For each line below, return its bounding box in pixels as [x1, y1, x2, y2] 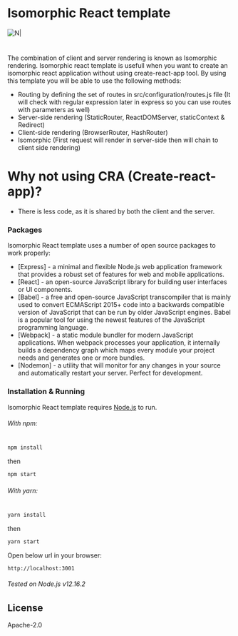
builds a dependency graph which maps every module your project [17, 346, 215, 355]
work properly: [7, 248, 51, 258]
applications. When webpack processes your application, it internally [17, 338, 220, 347]
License [7, 602, 43, 614]
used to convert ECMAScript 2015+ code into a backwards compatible [17, 301, 224, 309]
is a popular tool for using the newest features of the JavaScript [17, 316, 205, 324]
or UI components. [17, 286, 73, 294]
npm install [7, 444, 43, 451]
